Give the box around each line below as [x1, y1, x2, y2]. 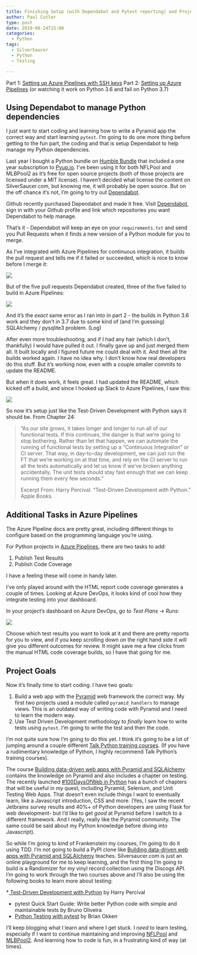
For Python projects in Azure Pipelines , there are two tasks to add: [6, 543, 166, 550]
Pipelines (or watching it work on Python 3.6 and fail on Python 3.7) [6, 85, 169, 92]
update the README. [6, 367, 57, 374]
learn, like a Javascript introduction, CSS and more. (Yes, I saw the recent [6, 797, 184, 804]
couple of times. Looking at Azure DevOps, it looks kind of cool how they [6, 590, 182, 597]
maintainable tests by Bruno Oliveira [14, 906, 102, 913]
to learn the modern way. [14, 711, 76, 719]
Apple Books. [20, 493, 53, 500]
